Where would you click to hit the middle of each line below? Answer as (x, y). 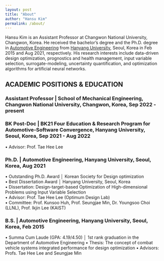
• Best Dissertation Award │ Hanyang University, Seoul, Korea (68, 182)
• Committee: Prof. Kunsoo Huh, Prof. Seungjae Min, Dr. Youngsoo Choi (78, 203)
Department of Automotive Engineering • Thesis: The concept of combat (79, 243)
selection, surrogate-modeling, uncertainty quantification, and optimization (81, 64)
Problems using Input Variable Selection (46, 192)
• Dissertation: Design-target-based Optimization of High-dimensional (76, 187)
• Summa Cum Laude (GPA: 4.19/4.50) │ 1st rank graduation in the (72, 237)
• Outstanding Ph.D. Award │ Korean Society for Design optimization (75, 177)
